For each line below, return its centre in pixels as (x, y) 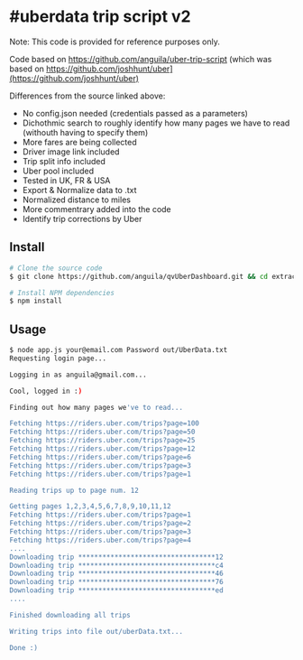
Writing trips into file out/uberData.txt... (96, 631)
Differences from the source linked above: (87, 96)
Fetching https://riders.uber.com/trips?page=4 (101, 540)
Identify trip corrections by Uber (82, 218)
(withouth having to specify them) (85, 132)
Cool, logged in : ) (46, 391)
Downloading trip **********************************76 (116, 582)
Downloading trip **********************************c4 (116, 565)
